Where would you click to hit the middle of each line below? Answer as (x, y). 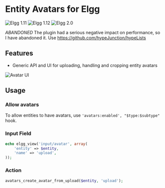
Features (19, 53)
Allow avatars (22, 105)
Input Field (18, 133)
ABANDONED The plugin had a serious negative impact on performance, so (83, 32)
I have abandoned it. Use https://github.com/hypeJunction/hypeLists (76, 38)
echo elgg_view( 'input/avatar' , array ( (46, 144)
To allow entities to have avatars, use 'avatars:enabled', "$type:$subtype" (82, 116)
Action (13, 171)
